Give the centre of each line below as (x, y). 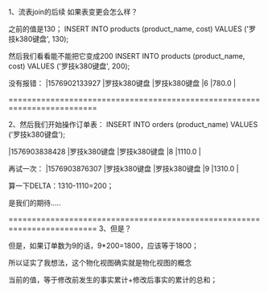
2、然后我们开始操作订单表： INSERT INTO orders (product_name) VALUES (133, 124)
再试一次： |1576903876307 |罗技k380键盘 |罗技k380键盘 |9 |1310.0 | (124, 169)
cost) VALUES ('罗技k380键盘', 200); (69, 66)
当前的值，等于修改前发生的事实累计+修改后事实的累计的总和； (113, 280)
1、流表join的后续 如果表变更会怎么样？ (73, 12)
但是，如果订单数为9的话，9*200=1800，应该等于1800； (103, 245)
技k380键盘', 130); (39, 39)
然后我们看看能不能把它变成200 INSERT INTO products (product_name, (127, 56)
